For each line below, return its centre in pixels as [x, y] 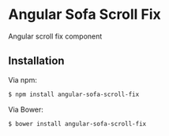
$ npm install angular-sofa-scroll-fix [74, 94]
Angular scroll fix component [55, 36]
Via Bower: [26, 109]
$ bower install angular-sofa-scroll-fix [77, 123]
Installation [36, 61]
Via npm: [23, 79]
